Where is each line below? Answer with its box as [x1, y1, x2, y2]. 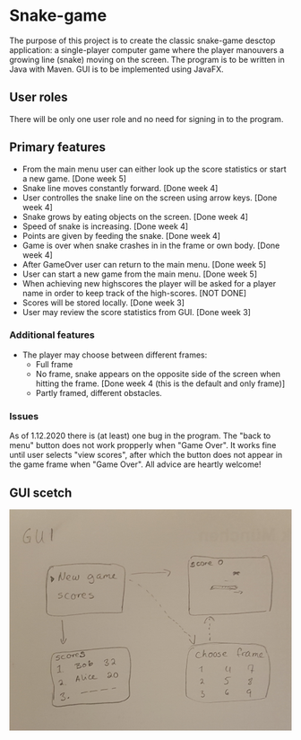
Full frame [35, 358, 73, 369]
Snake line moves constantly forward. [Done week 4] [21, 182, 219, 193]
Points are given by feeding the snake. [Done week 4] [21, 230, 221, 241]
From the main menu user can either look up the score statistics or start [21, 163, 287, 174]
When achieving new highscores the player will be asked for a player [21, 277, 277, 288]
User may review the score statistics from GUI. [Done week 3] [21, 306, 251, 317]
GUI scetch [9, 485, 73, 500]
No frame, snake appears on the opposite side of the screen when [35, 368, 280, 379]
